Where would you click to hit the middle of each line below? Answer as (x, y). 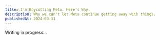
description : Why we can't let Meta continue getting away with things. (80, 14)
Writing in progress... (26, 33)
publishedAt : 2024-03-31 (30, 19)
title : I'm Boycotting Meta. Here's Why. (48, 10)
